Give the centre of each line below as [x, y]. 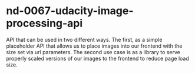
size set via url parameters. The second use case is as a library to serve [93, 52]
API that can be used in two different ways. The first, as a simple [84, 39]
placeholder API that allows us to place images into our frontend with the [94, 46]
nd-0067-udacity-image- [70, 11]
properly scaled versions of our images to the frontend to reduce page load [98, 58]
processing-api [44, 23]
